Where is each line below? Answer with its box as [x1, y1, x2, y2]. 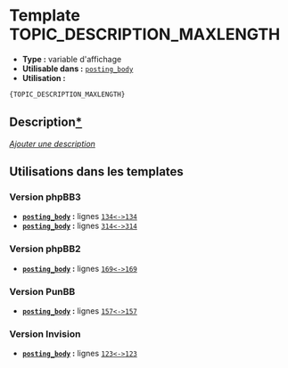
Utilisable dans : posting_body [21, 63, 134, 74]
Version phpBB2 [9, 242, 82, 255]
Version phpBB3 [9, 191, 82, 203]
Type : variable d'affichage [21, 53, 122, 64]
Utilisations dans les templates [9, 164, 185, 179]
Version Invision [9, 327, 81, 339]
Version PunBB [9, 285, 76, 298]
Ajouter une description [9, 138, 96, 149]
